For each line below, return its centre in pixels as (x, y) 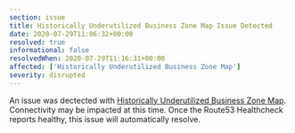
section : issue (37, 17)
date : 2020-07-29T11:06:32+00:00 (71, 34)
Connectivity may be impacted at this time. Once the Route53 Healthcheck (146, 110)
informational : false (49, 51)
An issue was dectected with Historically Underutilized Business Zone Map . (148, 100)
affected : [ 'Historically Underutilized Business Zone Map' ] (125, 67)
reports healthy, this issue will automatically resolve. (105, 119)
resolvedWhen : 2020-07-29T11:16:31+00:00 (87, 59)
